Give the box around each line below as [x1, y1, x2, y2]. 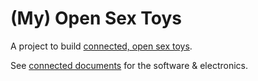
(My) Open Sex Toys [10, 7, 182, 30]
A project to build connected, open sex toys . [10, 40, 193, 52]
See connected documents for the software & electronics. [10, 59, 248, 71]
